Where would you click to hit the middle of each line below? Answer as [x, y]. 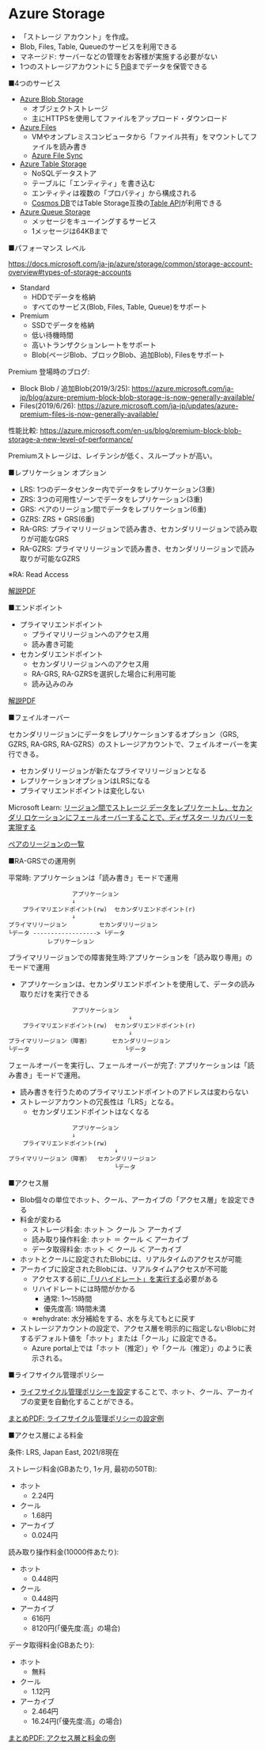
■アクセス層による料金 [46, 1435]
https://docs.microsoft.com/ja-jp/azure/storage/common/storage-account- [131, 264]
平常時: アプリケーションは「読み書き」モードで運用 [93, 877]
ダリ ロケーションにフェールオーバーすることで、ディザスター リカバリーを [131, 817]
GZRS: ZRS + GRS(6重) [57, 518]
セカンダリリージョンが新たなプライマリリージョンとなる [113, 771]
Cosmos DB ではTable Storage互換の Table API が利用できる [127, 203]
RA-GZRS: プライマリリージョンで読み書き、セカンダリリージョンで [130, 549]
